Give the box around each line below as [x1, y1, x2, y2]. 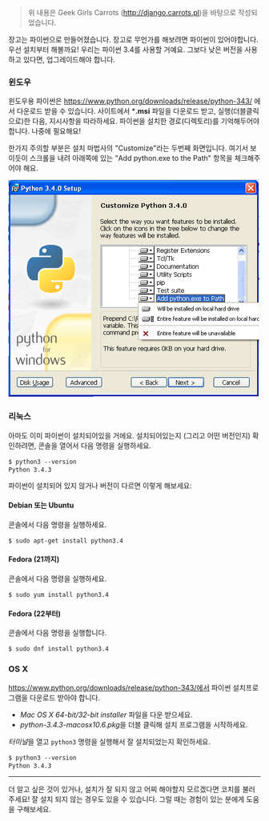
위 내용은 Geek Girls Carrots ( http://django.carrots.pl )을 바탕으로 [27, 8, 236, 17]
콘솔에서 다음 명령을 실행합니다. [8, 628, 107, 638]
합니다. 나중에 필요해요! [8, 126, 82, 136]
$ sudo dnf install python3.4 [8, 645, 110, 653]
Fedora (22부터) [8, 608, 62, 619]
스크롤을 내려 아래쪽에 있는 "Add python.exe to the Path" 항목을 [29, 154, 233, 163]
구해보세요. [16, 804, 52, 814]
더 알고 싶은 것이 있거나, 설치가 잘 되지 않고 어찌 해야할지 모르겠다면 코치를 [8, 784, 241, 794]
